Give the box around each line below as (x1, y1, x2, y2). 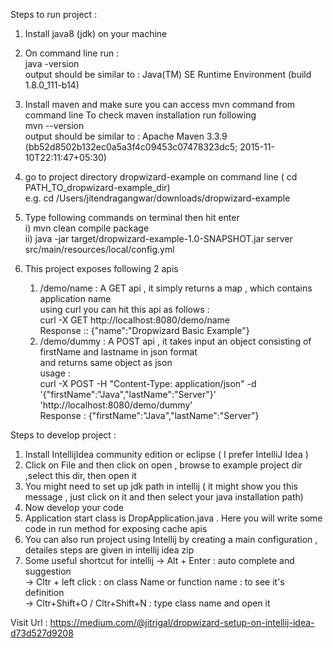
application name (39, 293, 112, 304)
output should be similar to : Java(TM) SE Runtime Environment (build (24, 69, 312, 80)
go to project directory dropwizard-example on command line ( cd (24, 171, 298, 183)
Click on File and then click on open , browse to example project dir (24, 459, 303, 471)
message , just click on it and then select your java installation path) (24, 491, 304, 503)
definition (24, 587, 65, 598)
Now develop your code (24, 502, 124, 513)
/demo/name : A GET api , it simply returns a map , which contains (39, 282, 313, 294)
